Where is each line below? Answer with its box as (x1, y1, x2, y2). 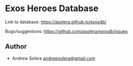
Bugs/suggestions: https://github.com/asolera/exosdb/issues (5, 28, 128, 34)
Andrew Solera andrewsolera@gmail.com (12, 55, 95, 61)
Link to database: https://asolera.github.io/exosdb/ (5, 19, 107, 25)
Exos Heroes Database (5, 3, 99, 14)
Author (5, 42, 27, 51)
